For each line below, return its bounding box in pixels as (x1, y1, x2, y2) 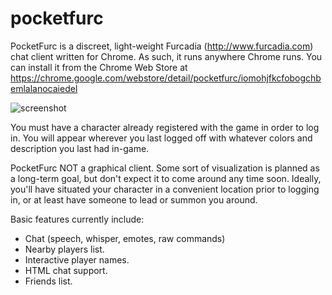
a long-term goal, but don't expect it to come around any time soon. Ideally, (10, 172, 322, 184)
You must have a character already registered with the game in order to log (10, 121, 320, 133)
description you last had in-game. (10, 142, 150, 154)
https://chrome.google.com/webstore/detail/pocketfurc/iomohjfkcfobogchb (10, 72, 322, 84)
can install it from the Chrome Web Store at (10, 61, 188, 73)
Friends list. (24, 275, 73, 287)
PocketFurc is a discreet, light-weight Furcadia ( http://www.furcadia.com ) (10, 40, 314, 52)
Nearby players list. (24, 243, 105, 255)
